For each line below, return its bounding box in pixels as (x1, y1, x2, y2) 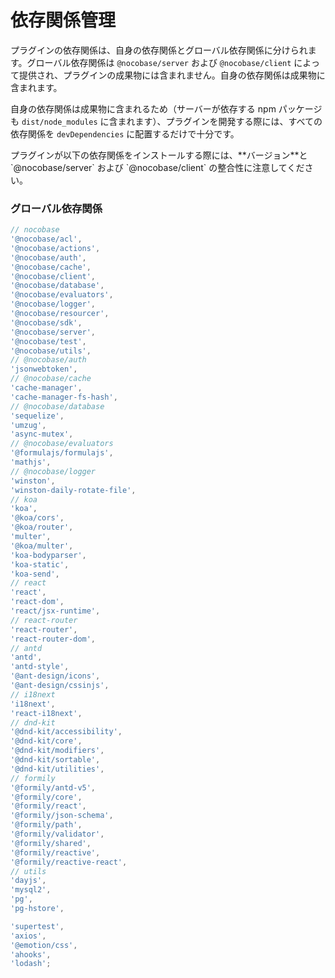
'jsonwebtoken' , (10, 364, 78, 375)
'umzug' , (10, 420, 47, 430)
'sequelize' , (10, 411, 65, 421)
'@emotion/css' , (10, 940, 78, 950)
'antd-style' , (10, 662, 70, 672)
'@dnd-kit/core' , (10, 736, 83, 746)
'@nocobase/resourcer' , (10, 309, 110, 319)
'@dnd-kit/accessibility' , (10, 727, 123, 737)
